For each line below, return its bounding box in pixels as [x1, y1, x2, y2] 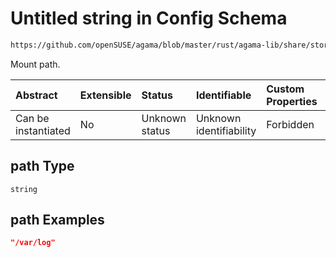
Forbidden [266, 117, 315, 131]
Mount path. [10, 58, 61, 70]
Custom [266, 82, 305, 96]
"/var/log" [10, 238, 56, 248]
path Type [10, 158, 75, 175]
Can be [15, 111, 50, 125]
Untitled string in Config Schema [10, 7, 288, 30]
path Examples [10, 212, 105, 229]
